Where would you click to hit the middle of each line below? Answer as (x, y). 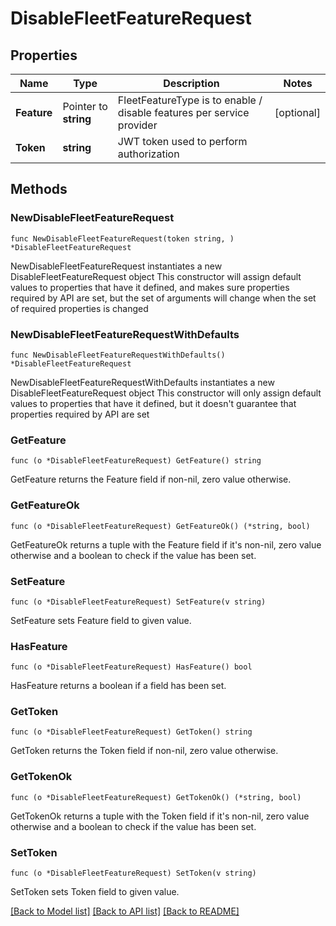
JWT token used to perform (182, 141)
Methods (39, 189)
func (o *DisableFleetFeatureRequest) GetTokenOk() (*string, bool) (156, 797)
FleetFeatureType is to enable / (190, 100)
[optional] (297, 112)
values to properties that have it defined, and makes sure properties (150, 287)
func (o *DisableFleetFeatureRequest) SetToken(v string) (133, 873)
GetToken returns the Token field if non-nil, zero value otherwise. (144, 751)
